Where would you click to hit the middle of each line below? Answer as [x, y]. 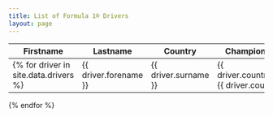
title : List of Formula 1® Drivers [69, 16]
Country [180, 51]
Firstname [43, 51]
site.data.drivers [43, 75]
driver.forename [113, 75]
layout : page [30, 24]
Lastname [113, 51]
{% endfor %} [32, 105]
